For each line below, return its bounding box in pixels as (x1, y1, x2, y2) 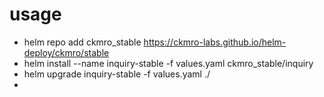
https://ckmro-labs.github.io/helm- (143, 36, 287, 48)
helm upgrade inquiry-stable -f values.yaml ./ (23, 68, 211, 80)
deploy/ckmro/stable (23, 46, 110, 58)
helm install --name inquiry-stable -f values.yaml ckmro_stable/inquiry (23, 57, 314, 69)
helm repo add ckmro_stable (23, 36, 142, 48)
